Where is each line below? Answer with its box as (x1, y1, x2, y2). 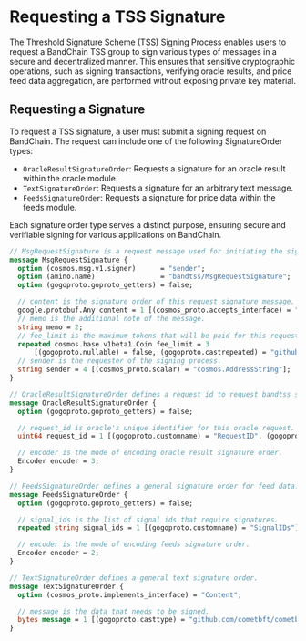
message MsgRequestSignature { (9, 255, 128, 264)
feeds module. (22, 202, 77, 212)
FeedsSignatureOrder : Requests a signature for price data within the (22, 191, 276, 202)
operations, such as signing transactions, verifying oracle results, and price (9, 66, 292, 77)
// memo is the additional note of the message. (17, 314, 206, 323)
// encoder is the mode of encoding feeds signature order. (17, 540, 250, 549)
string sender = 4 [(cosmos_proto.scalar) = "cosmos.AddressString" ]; (17, 365, 291, 375)
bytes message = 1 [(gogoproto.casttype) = (17, 615, 185, 625)
